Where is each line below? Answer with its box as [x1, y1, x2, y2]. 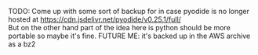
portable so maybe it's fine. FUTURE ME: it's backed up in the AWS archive [8, 31, 251, 40]
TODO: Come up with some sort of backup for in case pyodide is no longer [8, 7, 249, 15]
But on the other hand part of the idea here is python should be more [8, 23, 231, 32]
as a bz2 [8, 40, 36, 49]
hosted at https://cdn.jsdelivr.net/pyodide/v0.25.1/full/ [8, 15, 182, 24]
